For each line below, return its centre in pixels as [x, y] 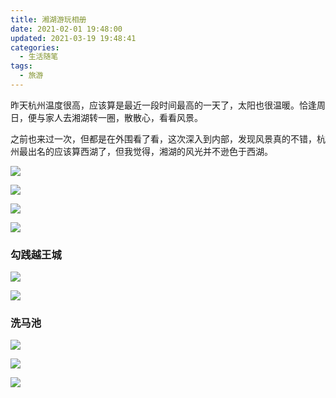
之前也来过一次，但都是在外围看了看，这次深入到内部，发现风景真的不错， [163, 138]
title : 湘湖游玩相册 [48, 19]
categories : [35, 47]
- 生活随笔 [39, 57]
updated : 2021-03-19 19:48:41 [73, 38]
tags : [21, 66]
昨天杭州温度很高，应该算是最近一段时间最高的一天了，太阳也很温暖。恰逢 [163, 105]
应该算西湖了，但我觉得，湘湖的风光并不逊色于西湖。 [163, 151]
